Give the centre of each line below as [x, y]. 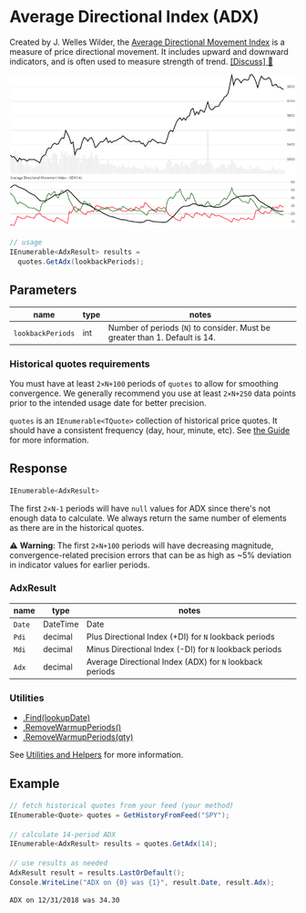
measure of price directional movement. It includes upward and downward [149, 51]
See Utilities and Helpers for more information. [97, 755]
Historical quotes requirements [80, 364]
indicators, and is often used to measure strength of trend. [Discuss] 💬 [141, 61]
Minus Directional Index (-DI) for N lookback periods [184, 649]
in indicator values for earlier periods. [80, 565]
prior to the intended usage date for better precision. [108, 402]
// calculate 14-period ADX [63, 835]
